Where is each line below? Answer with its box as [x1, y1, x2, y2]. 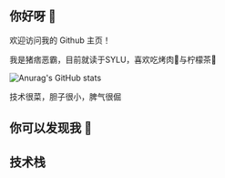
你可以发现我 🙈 [9, 120, 93, 136]
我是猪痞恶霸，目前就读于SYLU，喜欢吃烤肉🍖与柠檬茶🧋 [9, 54, 217, 65]
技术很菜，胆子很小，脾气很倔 [9, 90, 121, 102]
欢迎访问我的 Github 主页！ [9, 35, 111, 46]
